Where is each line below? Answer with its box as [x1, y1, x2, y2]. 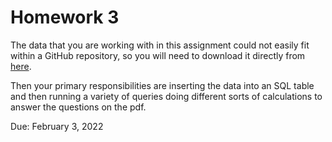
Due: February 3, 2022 [10, 120, 104, 132]
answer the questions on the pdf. [10, 101, 147, 113]
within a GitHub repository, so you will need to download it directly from [10, 49, 306, 61]
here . [10, 60, 32, 72]
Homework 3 [10, 6, 120, 29]
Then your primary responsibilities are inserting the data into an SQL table [10, 79, 315, 91]
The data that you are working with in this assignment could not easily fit [10, 39, 310, 51]
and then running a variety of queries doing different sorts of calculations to [10, 90, 323, 102]
